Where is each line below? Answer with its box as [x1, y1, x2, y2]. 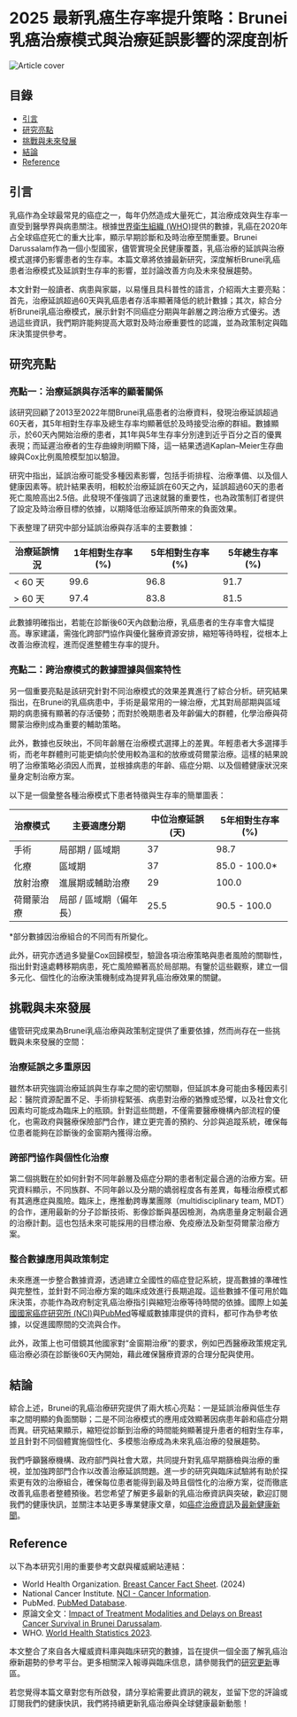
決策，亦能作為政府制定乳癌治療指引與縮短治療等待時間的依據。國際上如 [16, 1297, 280, 1307]
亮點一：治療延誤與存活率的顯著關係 [9, 385, 164, 397]
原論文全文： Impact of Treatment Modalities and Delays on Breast [21, 1608, 263, 1619]
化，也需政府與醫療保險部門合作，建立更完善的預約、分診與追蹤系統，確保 [9, 1116, 280, 1127]
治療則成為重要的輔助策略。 [24, 719, 126, 730]
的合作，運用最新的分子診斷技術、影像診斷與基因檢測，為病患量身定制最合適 [9, 1206, 288, 1217]
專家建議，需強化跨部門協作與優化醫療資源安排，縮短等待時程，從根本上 [24, 628, 288, 639]
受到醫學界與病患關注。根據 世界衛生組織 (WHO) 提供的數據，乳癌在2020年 [16, 221, 288, 231]
